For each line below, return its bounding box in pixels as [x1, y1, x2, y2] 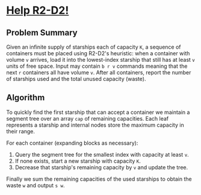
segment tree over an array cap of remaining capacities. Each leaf [6, 115, 169, 122]
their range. [6, 127, 35, 135]
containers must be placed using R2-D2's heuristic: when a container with [6, 50, 190, 57]
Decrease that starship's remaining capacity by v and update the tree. [14, 163, 188, 171]
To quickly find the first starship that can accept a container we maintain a [6, 109, 190, 116]
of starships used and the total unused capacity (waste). [6, 76, 146, 82]
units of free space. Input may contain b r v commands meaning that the [6, 62, 188, 70]
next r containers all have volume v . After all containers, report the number [6, 69, 191, 76]
